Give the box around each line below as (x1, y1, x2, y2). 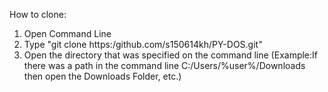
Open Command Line (23, 28, 112, 39)
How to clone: (9, 9, 67, 20)
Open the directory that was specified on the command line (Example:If (23, 49, 319, 61)
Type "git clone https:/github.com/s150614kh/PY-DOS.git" (23, 39, 263, 50)
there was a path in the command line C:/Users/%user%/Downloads (23, 60, 306, 71)
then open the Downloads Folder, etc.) (23, 70, 182, 82)
